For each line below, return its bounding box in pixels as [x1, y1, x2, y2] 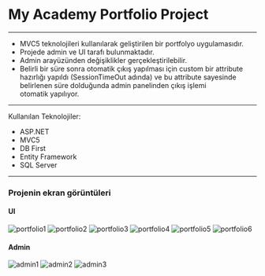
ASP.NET [19, 127, 50, 136]
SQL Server [19, 160, 58, 170]
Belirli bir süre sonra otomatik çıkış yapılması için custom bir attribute [19, 64, 243, 73]
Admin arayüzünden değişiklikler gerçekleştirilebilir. [19, 55, 188, 64]
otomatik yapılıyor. [19, 89, 80, 98]
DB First [19, 143, 46, 153]
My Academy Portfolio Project [8, 6, 209, 24]
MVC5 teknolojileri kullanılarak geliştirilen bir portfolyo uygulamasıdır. [19, 39, 244, 48]
